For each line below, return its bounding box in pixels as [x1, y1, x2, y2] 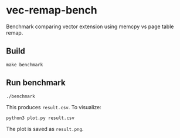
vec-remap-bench [6, 4, 98, 17]
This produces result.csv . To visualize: [6, 103, 101, 110]
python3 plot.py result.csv [6, 115, 75, 121]
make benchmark [6, 62, 43, 68]
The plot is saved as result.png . [6, 125, 84, 132]
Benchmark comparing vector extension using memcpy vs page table [6, 23, 174, 30]
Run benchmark [6, 78, 66, 88]
